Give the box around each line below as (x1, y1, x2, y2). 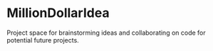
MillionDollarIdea (6, 5, 110, 21)
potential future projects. (6, 35, 79, 44)
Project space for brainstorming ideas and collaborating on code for (6, 28, 206, 37)
